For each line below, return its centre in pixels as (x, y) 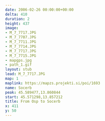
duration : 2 (17, 19)
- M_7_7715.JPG (21, 56)
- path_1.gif (18, 65)
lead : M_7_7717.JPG (25, 74)
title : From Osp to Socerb (33, 102)
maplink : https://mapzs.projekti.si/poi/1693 (52, 83)
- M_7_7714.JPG (21, 46)
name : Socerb (18, 88)
